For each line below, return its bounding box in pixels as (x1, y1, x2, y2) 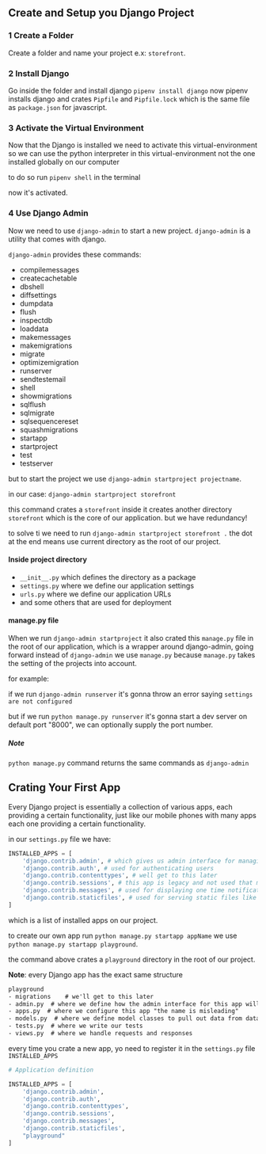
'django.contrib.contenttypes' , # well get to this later (22, 871, 218, 880)
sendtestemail (19, 374, 66, 383)
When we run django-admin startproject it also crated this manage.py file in (8, 633, 254, 642)
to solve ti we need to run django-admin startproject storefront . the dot (8, 528, 253, 538)
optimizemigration (19, 357, 79, 367)
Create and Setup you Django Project (8, 6, 195, 20)
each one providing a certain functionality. (8, 819, 146, 828)
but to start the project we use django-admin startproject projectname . (8, 474, 242, 483)
